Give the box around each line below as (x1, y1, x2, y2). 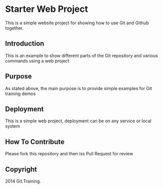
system (5, 123, 20, 129)
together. (5, 25, 24, 31)
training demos (5, 91, 36, 96)
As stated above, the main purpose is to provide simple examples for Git (5, 85, 152, 91)
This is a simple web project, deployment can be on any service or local (5, 118, 152, 124)
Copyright (5, 165, 37, 174)
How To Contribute (5, 138, 65, 146)
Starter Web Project (5, 3, 88, 15)
